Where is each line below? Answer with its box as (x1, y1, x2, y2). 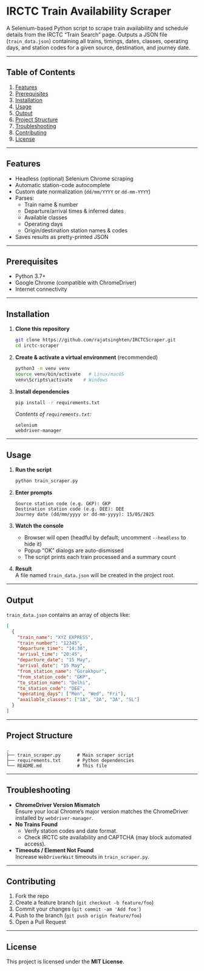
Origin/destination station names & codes (24, 227, 128, 234)
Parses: (15, 194, 35, 202)
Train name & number (24, 201, 78, 208)
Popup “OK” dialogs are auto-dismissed (24, 547, 124, 554)
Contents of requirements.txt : (15, 410, 92, 418)
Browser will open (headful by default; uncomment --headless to (24, 534, 186, 541)
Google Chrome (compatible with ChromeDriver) (15, 279, 137, 286)
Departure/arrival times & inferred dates (24, 207, 124, 215)
